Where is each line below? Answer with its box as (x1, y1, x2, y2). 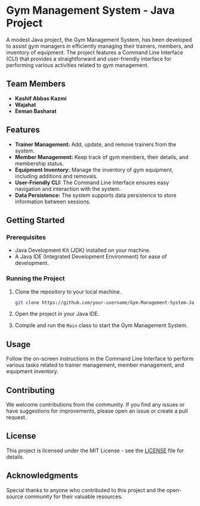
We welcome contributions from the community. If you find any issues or (6, 401, 185, 409)
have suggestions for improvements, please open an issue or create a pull (6, 407, 188, 414)
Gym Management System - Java (6, 4, 175, 17)
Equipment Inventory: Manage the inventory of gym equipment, (14, 166, 174, 173)
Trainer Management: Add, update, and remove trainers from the (14, 141, 177, 148)
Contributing (6, 385, 55, 395)
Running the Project (6, 275, 65, 283)
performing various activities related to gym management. (6, 61, 149, 69)
